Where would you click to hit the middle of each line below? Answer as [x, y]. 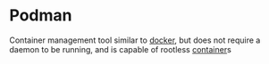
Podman [41, 16]
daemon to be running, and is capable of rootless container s [121, 49]
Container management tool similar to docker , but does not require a [135, 40]
